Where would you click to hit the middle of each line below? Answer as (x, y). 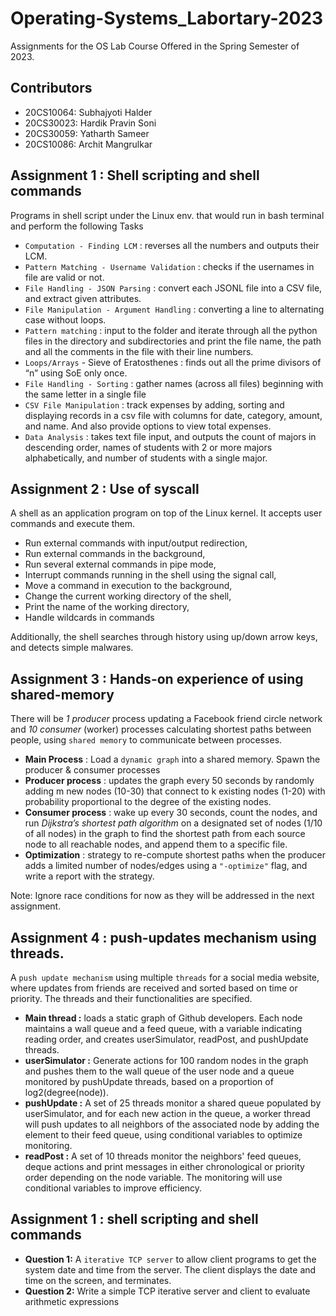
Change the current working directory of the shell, (128, 596)
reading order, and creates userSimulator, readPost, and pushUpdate (166, 1039)
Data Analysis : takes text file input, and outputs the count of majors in (170, 436)
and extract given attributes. (83, 298)
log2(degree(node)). (66, 1092)
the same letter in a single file (85, 394)
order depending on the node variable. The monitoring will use (153, 1177)
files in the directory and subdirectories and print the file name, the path (173, 341)
